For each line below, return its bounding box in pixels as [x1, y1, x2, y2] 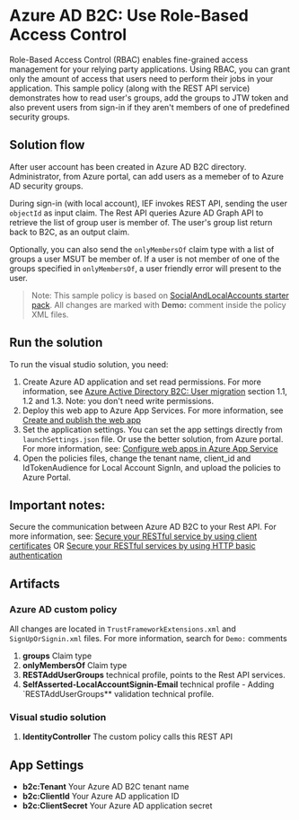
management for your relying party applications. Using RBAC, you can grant [9, 64, 290, 75]
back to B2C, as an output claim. [9, 226, 130, 237]
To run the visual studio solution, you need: [9, 358, 169, 369]
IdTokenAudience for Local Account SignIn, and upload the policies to [22, 462, 281, 472]
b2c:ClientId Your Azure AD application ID [22, 791, 180, 802]
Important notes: [9, 498, 106, 513]
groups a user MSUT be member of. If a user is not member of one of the [9, 253, 280, 264]
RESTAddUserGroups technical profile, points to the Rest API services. [22, 670, 286, 681]
